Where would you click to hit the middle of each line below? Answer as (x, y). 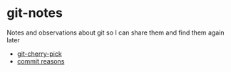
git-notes (35, 13)
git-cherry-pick (39, 54)
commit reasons (41, 61)
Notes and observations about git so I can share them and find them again (115, 32)
